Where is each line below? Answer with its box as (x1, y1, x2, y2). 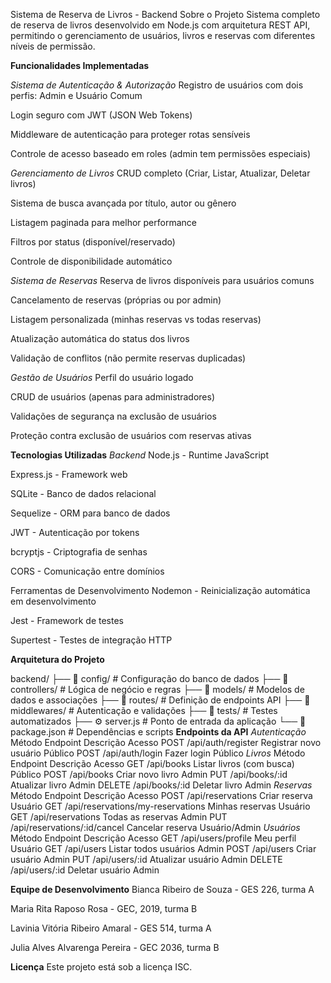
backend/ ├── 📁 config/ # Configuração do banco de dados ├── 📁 (10, 673, 289, 684)
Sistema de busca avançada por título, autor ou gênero (10, 197, 237, 209)
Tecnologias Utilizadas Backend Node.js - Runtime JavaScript (10, 449, 270, 461)
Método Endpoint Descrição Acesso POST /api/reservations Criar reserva (10, 790, 313, 801)
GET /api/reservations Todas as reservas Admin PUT (10, 811, 228, 823)
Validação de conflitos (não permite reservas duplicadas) (10, 352, 247, 364)
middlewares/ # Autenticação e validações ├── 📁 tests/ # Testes (10, 705, 278, 716)
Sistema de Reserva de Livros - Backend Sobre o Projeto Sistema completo (10, 9, 321, 20)
